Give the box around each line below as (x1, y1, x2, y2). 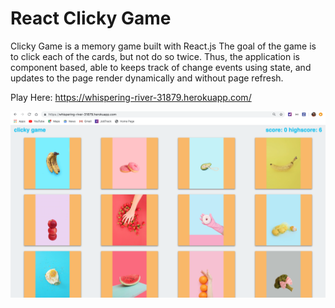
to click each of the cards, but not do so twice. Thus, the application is (10, 50, 300, 62)
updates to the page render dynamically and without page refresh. (10, 72, 284, 84)
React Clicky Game (10, 7, 172, 30)
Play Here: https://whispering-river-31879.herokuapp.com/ (10, 91, 252, 103)
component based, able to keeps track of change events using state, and (10, 61, 312, 73)
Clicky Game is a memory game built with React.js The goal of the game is (10, 40, 317, 52)
